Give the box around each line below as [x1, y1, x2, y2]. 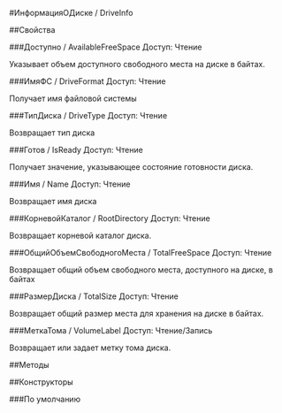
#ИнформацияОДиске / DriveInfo [9, 8, 133, 18]
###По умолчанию [9, 394, 81, 404]
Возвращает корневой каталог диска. [9, 230, 152, 241]
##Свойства [9, 25, 56, 34]
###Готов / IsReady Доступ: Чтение [9, 145, 143, 155]
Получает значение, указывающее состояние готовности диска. [9, 162, 254, 172]
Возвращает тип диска [9, 127, 95, 138]
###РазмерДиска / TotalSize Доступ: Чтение [9, 291, 179, 302]
